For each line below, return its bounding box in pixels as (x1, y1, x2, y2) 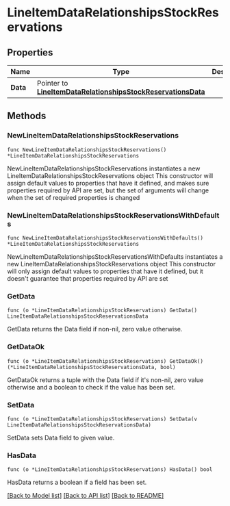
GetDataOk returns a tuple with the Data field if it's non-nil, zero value (7, 375, 204, 384)
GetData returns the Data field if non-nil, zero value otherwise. (7, 325, 183, 333)
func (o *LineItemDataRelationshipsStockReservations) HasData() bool (7, 466, 213, 473)
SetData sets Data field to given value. (7, 433, 115, 442)
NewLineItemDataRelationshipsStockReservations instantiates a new (7, 164, 201, 173)
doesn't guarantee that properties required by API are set (7, 274, 168, 282)
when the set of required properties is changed (7, 193, 140, 201)
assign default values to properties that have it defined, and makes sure (7, 179, 209, 187)
